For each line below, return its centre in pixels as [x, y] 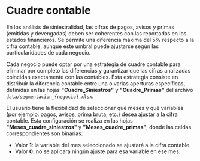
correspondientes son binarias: [45, 133]
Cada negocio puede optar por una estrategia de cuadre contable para [93, 64]
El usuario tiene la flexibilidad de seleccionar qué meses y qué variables [95, 108]
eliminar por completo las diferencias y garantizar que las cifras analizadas [99, 70]
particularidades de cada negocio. [49, 52]
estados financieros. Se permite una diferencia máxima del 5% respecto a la [100, 40]
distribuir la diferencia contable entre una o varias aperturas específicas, [96, 83]
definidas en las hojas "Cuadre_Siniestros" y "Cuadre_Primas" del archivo [100, 90]
